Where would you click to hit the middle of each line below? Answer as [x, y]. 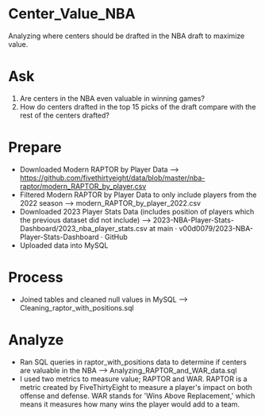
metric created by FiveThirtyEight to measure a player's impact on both [136, 387]
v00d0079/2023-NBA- [216, 228]
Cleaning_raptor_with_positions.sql [77, 307]
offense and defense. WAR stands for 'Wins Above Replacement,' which [137, 396]
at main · [163, 228]
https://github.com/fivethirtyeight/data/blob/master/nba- [112, 178]
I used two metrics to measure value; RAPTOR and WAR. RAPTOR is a [133, 379]
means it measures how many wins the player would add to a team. [130, 404]
